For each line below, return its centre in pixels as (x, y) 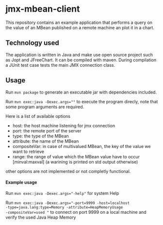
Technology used (33, 43)
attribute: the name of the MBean (46, 141)
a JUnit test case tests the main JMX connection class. (60, 65)
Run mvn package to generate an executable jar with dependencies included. (81, 92)
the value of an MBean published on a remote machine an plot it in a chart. (80, 27)
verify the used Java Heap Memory (41, 217)
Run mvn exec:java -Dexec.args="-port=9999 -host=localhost (68, 203)
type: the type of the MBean (41, 136)
